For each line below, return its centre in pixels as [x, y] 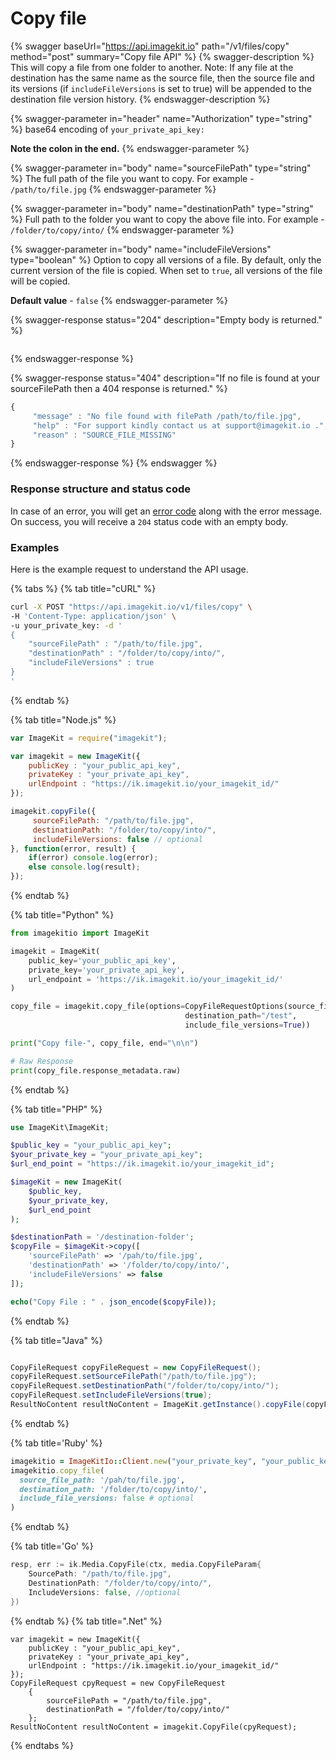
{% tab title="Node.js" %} [63, 719]
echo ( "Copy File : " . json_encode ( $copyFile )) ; [113, 1302]
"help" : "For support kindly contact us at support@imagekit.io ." [178, 425]
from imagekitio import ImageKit [80, 933]
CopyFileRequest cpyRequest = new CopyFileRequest [118, 1683]
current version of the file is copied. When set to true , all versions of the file [166, 270]
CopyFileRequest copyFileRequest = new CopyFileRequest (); [136, 1367]
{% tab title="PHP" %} [56, 1109]
